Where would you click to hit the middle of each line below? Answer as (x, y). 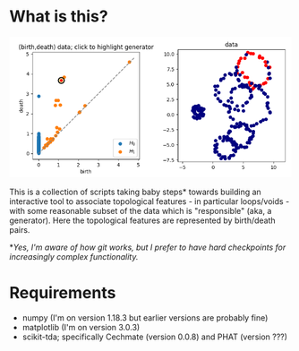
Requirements (63, 293)
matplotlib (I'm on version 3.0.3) (81, 327)
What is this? (59, 17)
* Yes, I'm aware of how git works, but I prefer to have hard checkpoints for (148, 247)
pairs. (20, 229)
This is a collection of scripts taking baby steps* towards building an (135, 192)
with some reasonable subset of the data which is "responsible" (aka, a (141, 210)
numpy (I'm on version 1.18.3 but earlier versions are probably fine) (145, 317)
